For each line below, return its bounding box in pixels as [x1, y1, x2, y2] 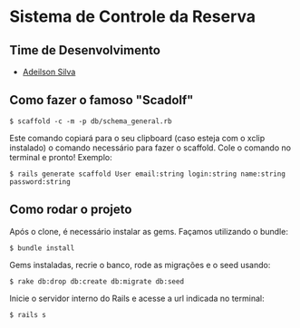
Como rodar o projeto [9, 202, 132, 217]
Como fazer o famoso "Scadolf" [9, 92, 194, 108]
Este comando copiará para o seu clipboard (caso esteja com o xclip [9, 132, 266, 143]
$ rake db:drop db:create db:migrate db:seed [9, 276, 184, 286]
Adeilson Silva [22, 66, 76, 77]
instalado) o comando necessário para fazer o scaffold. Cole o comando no [9, 142, 292, 153]
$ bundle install [9, 243, 75, 253]
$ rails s [9, 310, 47, 319]
